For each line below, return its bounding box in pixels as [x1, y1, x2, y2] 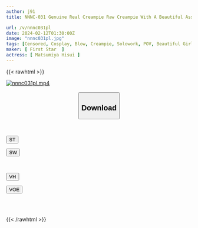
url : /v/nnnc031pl [6, 25, 51, 31]
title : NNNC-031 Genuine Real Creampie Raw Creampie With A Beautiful [6, 14, 183, 20]
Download [81, 103, 117, 112]
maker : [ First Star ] [6, 46, 65, 53]
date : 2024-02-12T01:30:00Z [6, 30, 75, 36]
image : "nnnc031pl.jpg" [6, 36, 65, 42]
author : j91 [6, 8, 35, 15]
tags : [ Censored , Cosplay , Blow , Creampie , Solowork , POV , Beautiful [6, 41, 181, 47]
